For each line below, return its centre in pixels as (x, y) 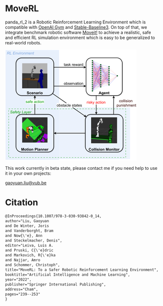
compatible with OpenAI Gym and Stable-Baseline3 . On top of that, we (76, 27)
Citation (22, 203)
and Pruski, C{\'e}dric (29, 250)
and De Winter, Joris (27, 226)
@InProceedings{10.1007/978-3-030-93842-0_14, (53, 216)
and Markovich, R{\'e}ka (30, 255)
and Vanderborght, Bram (29, 231)
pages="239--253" (23, 294)
